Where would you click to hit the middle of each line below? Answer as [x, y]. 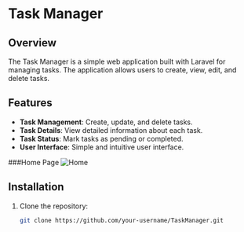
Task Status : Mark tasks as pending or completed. [101, 138]
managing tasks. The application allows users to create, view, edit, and [122, 70]
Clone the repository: [54, 206]
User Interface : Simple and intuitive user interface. [102, 147]
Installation [36, 187]
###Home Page [34, 162]
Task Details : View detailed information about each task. [111, 130]
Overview [33, 43]
